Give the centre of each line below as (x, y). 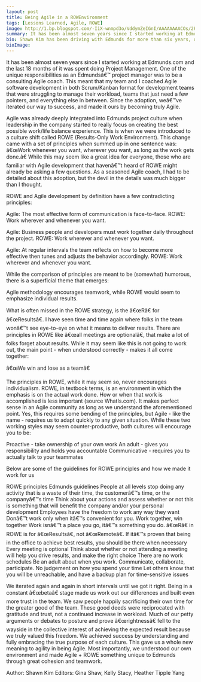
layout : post (22, 12)
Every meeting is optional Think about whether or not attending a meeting (97, 549)
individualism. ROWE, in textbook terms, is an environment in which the (94, 388)
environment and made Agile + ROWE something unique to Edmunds (91, 654)
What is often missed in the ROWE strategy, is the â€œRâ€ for (83, 310)
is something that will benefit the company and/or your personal (85, 506)
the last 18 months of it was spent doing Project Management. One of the (96, 68)
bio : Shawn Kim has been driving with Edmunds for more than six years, (99, 39)
